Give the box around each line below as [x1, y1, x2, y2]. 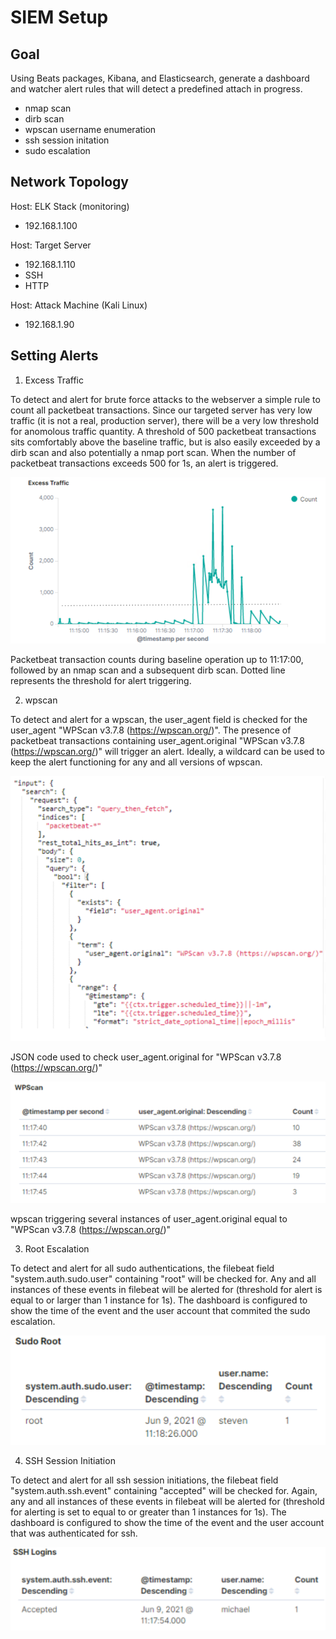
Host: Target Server [10, 239, 92, 251]
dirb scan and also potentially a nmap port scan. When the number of [10, 446, 297, 458]
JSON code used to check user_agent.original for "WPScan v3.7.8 [10, 1051, 282, 1063]
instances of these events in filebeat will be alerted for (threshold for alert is [10, 1283, 323, 1295]
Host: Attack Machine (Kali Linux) [10, 299, 148, 311]
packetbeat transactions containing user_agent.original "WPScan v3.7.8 [10, 734, 305, 746]
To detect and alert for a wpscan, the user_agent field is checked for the [10, 713, 308, 725]
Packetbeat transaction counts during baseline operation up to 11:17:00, [10, 653, 304, 665]
